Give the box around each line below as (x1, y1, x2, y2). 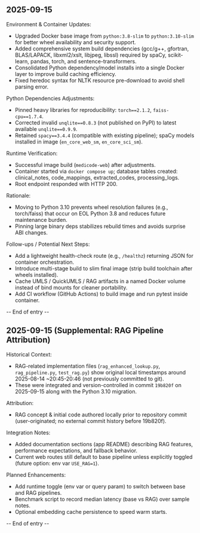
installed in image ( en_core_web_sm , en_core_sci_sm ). (14, 138, 143, 145)
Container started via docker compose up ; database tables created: (14, 167, 178, 175)
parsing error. (14, 83, 49, 90)
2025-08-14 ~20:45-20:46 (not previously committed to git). (14, 375, 164, 382)
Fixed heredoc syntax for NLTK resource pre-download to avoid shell (14, 77, 185, 84)
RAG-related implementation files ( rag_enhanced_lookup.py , (14, 362, 161, 370)
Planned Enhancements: (6, 471, 66, 478)
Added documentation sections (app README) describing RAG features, (14, 440, 193, 447)
